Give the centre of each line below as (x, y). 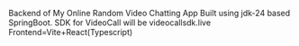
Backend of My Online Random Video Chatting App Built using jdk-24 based (149, 13)
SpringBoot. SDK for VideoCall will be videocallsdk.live (110, 23)
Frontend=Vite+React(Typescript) (71, 32)
